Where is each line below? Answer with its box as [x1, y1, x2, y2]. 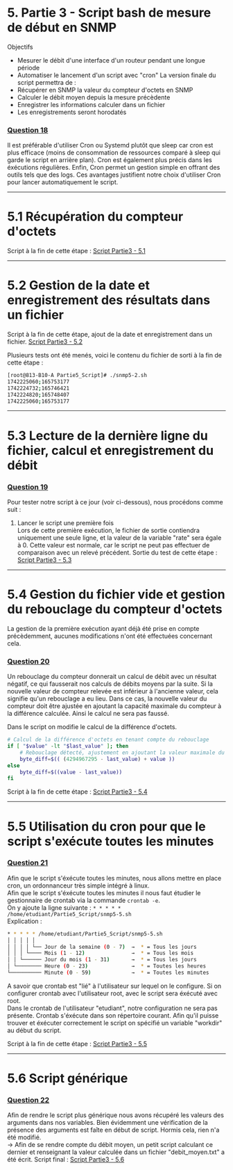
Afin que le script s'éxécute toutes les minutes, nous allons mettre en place [7, 874, 222, 882]
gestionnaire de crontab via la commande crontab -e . [7, 896, 161, 904]
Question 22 [7, 1096, 50, 1105]
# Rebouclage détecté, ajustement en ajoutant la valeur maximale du [19, 749, 225, 756]
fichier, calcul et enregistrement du [7, 442, 214, 458]
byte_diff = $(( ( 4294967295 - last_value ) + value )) [19, 755, 175, 762]
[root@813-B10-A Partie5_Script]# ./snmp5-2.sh [7, 372, 148, 379]
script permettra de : [17, 78, 76, 86]
